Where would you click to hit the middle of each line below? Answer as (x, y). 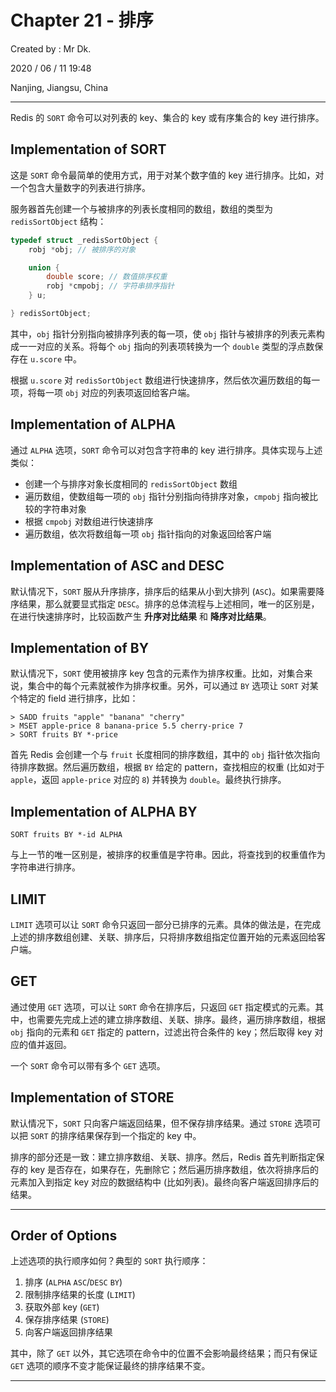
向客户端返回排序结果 (68, 1332)
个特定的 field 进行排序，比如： (74, 698)
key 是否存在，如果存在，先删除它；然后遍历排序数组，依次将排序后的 (174, 1169)
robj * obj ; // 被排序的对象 (82, 249)
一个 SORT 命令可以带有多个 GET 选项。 (88, 1065)
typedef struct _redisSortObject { (84, 240)
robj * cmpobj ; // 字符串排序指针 (110, 286)
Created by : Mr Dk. (51, 48)
